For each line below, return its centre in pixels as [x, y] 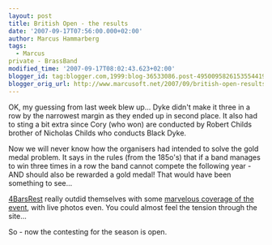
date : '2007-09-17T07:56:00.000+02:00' [76, 31]
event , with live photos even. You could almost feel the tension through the [133, 207]
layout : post [30, 16]
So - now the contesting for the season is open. [88, 231]
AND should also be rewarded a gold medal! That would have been [120, 174]
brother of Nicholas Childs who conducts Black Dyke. [98, 133]
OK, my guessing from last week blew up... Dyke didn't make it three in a [130, 107]
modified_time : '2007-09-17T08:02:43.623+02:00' [92, 69]
